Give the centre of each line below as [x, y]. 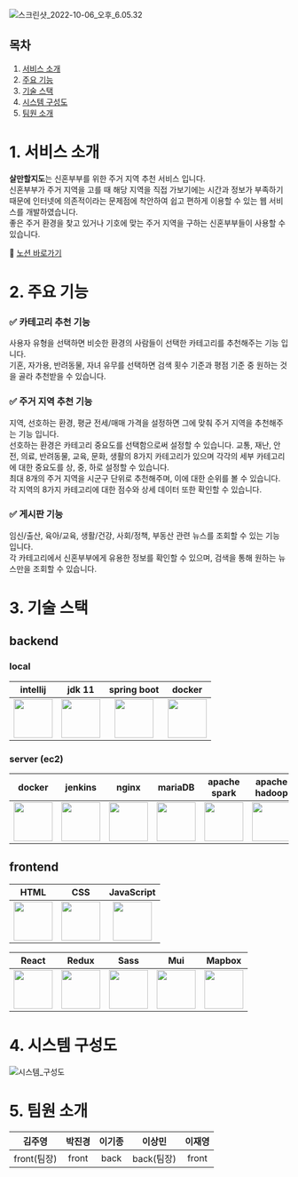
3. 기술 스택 [49, 608]
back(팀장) [155, 1158]
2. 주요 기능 [49, 292]
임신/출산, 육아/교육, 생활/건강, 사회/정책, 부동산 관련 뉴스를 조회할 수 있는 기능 [145, 535]
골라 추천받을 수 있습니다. [62, 377]
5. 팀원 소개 [49, 1111]
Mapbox [224, 960]
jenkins [81, 787]
